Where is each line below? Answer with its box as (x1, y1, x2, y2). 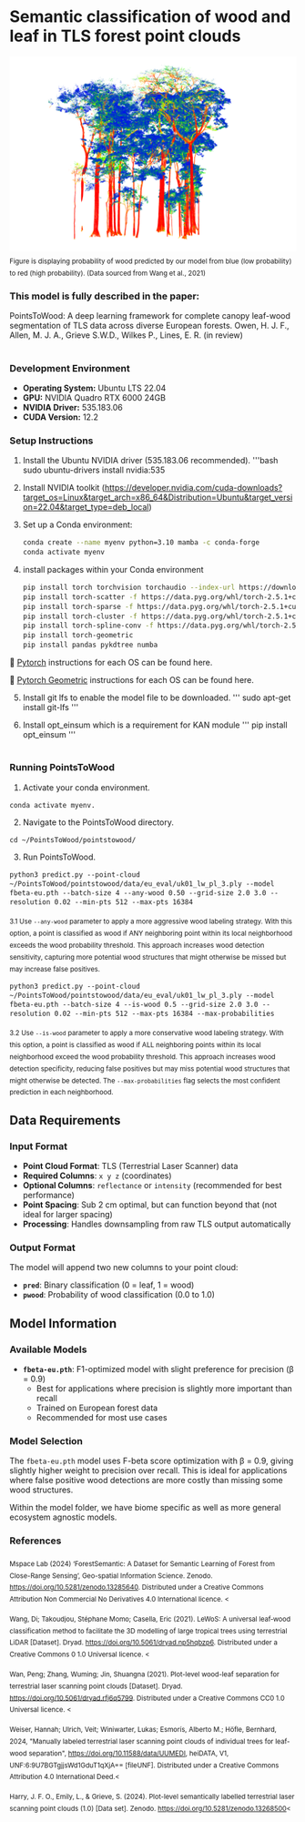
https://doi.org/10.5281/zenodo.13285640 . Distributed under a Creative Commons (9, 1583, 264, 1593)
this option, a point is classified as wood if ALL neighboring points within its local (9, 1041, 261, 1050)
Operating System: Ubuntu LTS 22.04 (22, 382, 167, 393)
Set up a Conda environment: (22, 519, 133, 530)
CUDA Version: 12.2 (22, 412, 98, 422)
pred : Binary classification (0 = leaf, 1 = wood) (22, 1279, 195, 1290)
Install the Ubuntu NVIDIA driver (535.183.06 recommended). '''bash (22, 455, 279, 466)
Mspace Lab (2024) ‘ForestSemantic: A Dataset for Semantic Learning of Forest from (9, 1559, 276, 1568)
